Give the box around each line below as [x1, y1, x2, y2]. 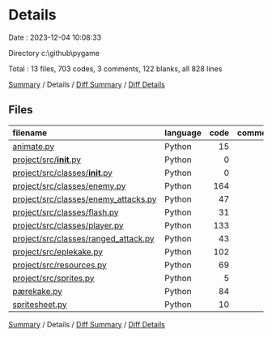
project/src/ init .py [12, 154, 81, 165]
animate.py [12, 140, 55, 151]
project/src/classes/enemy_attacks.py [12, 193, 157, 204]
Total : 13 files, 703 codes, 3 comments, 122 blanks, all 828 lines [8, 63, 223, 74]
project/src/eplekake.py [12, 245, 104, 257]
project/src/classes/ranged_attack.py [12, 232, 155, 244]
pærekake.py [12, 285, 63, 296]
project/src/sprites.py [12, 272, 95, 284]
